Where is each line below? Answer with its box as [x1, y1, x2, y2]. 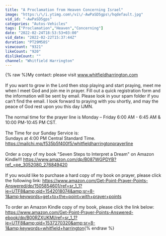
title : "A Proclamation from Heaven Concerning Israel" [5, 7, 123, 12]
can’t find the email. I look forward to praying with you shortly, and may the [5, 98, 159, 105]
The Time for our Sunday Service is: [5, 130, 79, 136]
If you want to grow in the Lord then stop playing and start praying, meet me [5, 83, 161, 89]
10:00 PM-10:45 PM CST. [5, 119, 57, 125]
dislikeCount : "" [5, 53, 41, 59]
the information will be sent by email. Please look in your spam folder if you [5, 93, 159, 99]
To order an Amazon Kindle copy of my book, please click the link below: [5, 204, 155, 210]
